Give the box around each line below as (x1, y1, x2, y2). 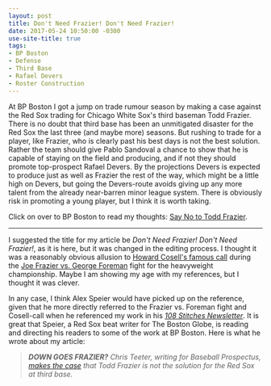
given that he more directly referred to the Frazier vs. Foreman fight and (8, 302, 248, 312)
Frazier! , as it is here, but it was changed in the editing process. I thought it (8, 243, 256, 253)
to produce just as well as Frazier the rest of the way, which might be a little (8, 170, 260, 180)
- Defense (8, 57, 42, 65)
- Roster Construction (8, 79, 85, 87)
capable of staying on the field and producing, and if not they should (8, 153, 236, 162)
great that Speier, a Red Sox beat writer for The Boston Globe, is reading (8, 319, 248, 329)
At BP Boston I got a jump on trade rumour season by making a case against (8, 102, 261, 111)
